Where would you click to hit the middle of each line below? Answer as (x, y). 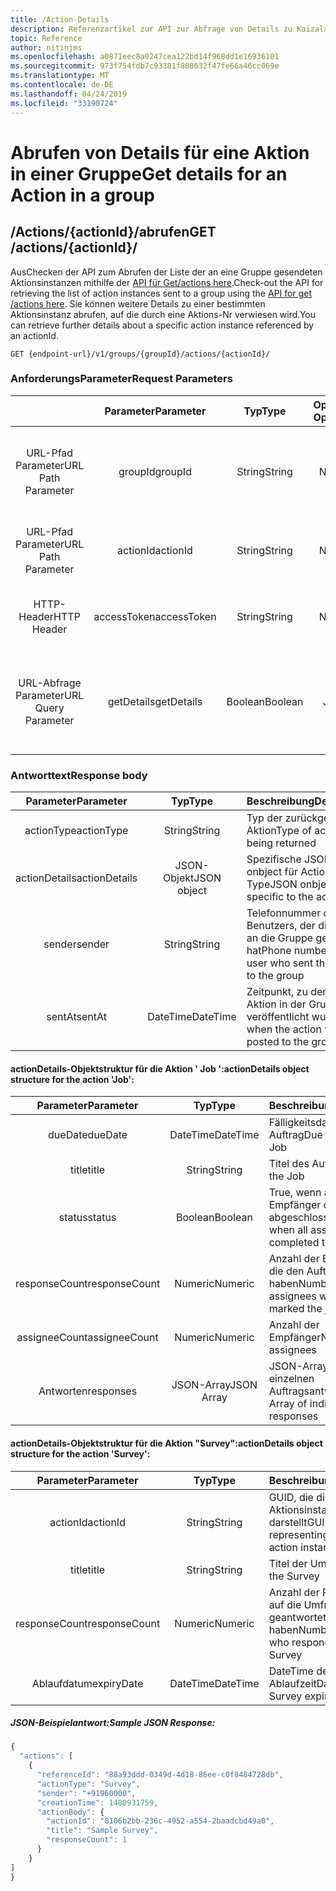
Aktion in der (276, 1004)
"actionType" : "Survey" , (88, 1784)
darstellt (288, 1522)
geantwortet (297, 1617)
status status (87, 1218)
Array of (288, 1404)
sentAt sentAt (76, 1017)
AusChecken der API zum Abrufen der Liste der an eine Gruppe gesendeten (166, 272)
